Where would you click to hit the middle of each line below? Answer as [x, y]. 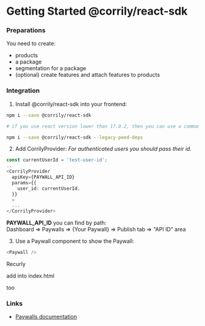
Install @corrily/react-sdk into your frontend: [71, 104]
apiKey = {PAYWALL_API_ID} [43, 177]
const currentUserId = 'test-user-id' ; [57, 160]
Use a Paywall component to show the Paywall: [74, 241]
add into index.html [31, 276]
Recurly [16, 264]
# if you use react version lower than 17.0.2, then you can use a [94, 126]
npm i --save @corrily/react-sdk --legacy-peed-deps [75, 137]
